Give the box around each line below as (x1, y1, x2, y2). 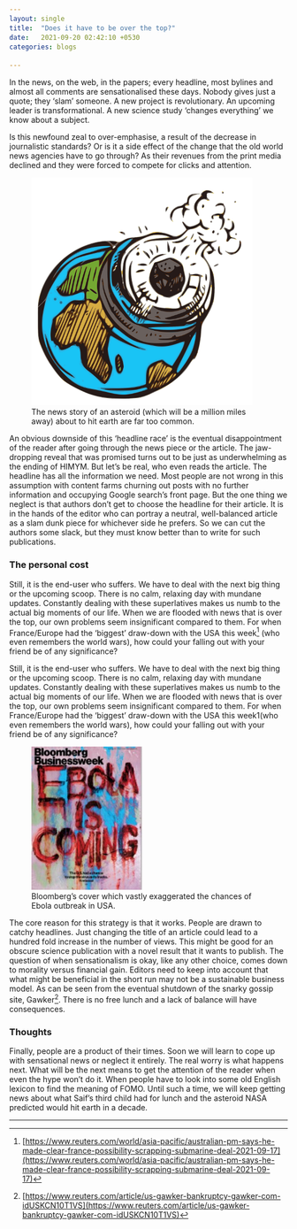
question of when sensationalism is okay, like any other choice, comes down (9, 956, 288, 966)
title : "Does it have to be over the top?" (9, 23, 176, 33)
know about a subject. (9, 115, 90, 126)
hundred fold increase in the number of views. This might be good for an (9, 936, 274, 947)
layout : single (9, 14, 65, 23)
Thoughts (9, 1025, 52, 1038)
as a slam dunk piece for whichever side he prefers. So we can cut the (9, 518, 266, 528)
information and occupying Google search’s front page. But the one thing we (9, 489, 288, 500)
